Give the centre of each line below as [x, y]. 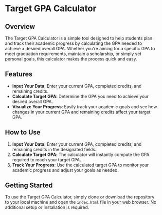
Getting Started [29, 186]
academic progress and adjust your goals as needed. [65, 170]
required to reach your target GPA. [46, 159]
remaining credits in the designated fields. [54, 149]
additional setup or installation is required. [47, 207]
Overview [20, 27]
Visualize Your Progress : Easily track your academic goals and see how [84, 107]
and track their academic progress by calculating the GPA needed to [73, 43]
